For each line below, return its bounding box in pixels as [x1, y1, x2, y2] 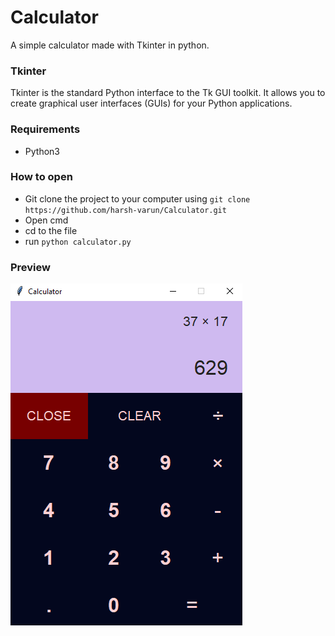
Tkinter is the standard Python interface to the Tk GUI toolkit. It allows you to [10, 87, 326, 99]
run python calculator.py [24, 235, 132, 247]
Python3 [24, 145, 60, 157]
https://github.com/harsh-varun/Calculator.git [24, 205, 227, 215]
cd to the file [24, 224, 78, 236]
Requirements [10, 122, 81, 136]
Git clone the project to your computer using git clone [24, 192, 251, 205]
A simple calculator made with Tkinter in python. [10, 39, 210, 51]
